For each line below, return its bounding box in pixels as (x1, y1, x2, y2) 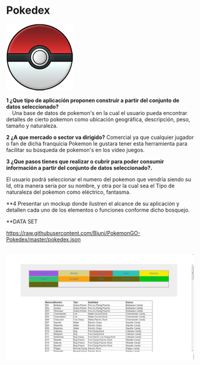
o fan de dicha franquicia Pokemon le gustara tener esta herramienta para (6, 140, 187, 147)
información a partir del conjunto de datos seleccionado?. (6, 164, 153, 171)
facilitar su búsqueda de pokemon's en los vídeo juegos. (6, 146, 145, 153)
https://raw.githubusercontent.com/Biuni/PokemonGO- (6, 229, 141, 236)
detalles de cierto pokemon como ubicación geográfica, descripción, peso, (6, 116, 190, 123)
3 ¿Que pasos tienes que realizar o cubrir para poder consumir (6, 157, 164, 165)
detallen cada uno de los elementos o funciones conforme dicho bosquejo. (6, 206, 190, 214)
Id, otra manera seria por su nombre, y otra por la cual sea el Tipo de (6, 182, 175, 189)
